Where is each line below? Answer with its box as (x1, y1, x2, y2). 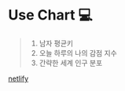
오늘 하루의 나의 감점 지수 (39, 48, 118, 57)
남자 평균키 (39, 38, 73, 48)
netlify (8, 74, 29, 83)
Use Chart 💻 (8, 6, 93, 24)
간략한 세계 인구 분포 (39, 58, 103, 67)
